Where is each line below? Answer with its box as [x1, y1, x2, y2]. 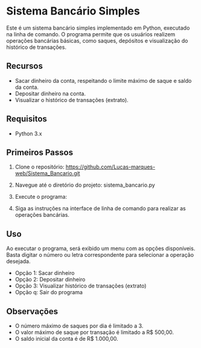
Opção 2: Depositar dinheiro [14, 276, 86, 283]
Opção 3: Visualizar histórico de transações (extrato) [14, 282, 147, 289]
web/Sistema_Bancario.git [14, 170, 80, 177]
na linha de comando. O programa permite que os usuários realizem [6, 30, 176, 37]
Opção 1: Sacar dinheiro [14, 269, 75, 277]
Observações [6, 306, 59, 317]
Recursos [6, 61, 43, 71]
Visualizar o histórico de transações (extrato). [14, 96, 129, 103]
